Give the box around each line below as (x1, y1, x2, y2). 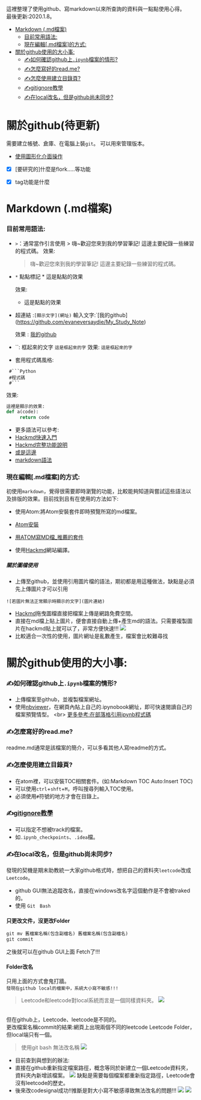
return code (19, 415, 50, 421)
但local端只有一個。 (6, 1031, 55, 1038)
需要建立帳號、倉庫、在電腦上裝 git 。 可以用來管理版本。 (6, 139, 148, 147)
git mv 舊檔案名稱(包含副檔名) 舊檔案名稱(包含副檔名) (6, 931, 128, 937)
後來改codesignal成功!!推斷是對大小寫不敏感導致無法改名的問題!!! (14, 1087, 176, 1094)
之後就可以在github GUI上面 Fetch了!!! (6, 948, 100, 955)
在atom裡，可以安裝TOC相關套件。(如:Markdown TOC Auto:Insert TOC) (14, 777, 193, 784)
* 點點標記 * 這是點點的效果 (14, 273, 83, 280)
